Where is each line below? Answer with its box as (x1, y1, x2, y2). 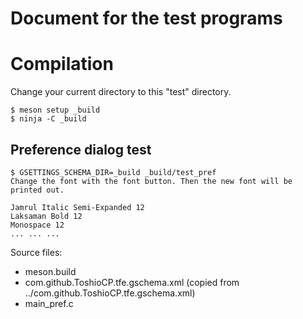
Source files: (10, 246, 63, 258)
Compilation (10, 53, 114, 76)
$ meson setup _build (10, 105, 101, 116)
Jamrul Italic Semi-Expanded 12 (10, 202, 145, 212)
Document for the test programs (10, 7, 283, 30)
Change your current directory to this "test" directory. (10, 86, 232, 98)
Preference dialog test (10, 141, 152, 158)
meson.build (24, 265, 77, 277)
